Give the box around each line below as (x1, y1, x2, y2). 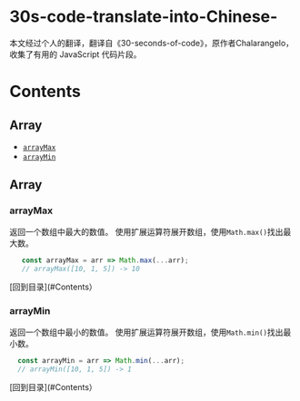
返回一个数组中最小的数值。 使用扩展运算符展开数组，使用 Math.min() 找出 (9, 327, 284, 337)
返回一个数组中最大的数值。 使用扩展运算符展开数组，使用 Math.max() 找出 (9, 226, 284, 237)
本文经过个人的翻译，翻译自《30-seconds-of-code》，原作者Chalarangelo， (9, 37, 294, 48)
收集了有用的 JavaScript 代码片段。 (9, 48, 143, 60)
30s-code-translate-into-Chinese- (9, 6, 278, 27)
